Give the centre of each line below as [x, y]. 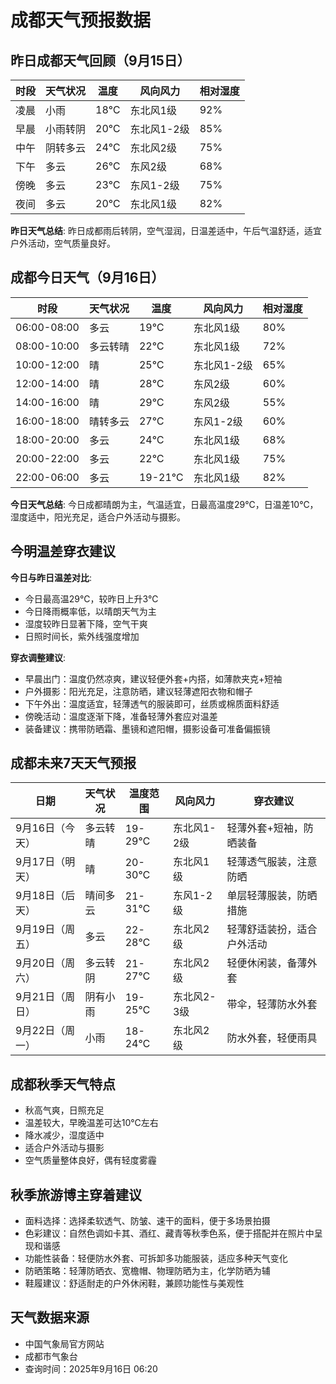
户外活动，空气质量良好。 [63, 243]
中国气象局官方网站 [64, 1343]
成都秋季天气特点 [63, 1084]
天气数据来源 [50, 1317]
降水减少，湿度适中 [64, 1135]
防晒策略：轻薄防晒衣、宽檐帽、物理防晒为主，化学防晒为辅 [147, 1271]
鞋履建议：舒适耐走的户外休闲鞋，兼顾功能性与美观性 [134, 1283]
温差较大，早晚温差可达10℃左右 [91, 1123]
